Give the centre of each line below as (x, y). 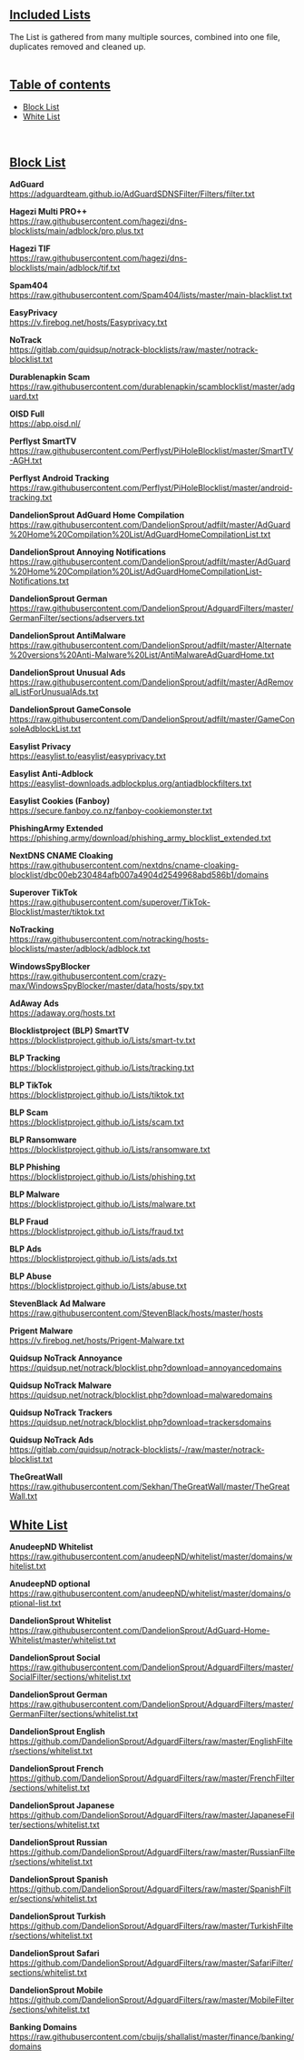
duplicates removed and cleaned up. (78, 46)
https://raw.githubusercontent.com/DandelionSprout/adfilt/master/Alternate (151, 646)
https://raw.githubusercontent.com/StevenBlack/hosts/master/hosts (136, 1313)
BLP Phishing (35, 1167)
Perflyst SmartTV (43, 441)
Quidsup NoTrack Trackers (61, 1412)
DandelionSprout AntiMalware (68, 636)
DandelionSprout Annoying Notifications (88, 552)
